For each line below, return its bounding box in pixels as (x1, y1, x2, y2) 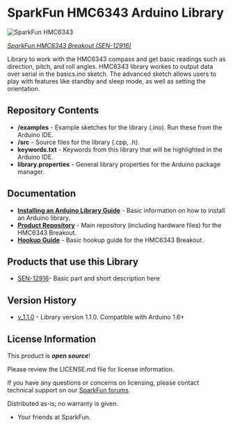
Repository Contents (7, 104, 99, 116)
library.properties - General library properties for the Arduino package (17, 160, 221, 168)
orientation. (7, 84, 40, 93)
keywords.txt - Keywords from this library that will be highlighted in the (17, 145, 223, 154)
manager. (17, 167, 45, 175)
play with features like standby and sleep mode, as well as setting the (7, 77, 207, 85)
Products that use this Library (7, 255, 139, 267)
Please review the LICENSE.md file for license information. (7, 365, 175, 373)
